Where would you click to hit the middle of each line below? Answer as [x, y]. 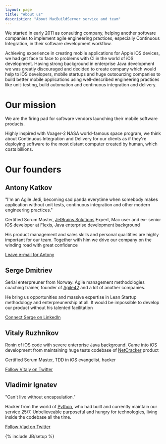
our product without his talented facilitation [49, 308]
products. [15, 124]
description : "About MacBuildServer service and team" [63, 19]
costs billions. [19, 149]
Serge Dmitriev [29, 270]
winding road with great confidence [42, 245]
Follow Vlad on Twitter [28, 427]
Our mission [30, 105]
